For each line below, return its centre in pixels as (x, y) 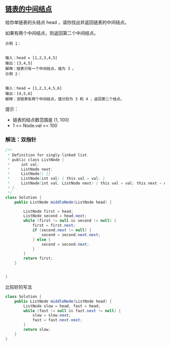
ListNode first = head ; (48, 211)
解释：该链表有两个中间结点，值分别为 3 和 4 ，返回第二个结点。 (65, 99)
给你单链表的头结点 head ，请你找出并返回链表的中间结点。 (67, 22)
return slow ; (37, 330)
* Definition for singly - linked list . (48, 155)
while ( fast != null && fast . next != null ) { (72, 311)
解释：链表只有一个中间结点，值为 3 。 (41, 68)
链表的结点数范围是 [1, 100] (41, 120)
